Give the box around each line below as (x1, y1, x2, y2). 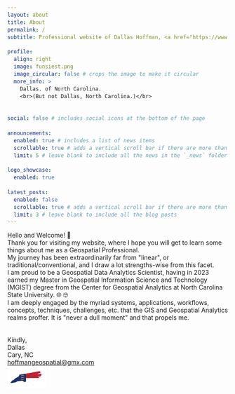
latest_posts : (7, 189, 49, 196)
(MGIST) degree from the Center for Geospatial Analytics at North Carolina (7, 283, 223, 292)
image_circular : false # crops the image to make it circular (13, 70, 199, 77)
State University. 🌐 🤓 (7, 291, 69, 299)
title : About (7, 18, 46, 26)
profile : (7, 48, 33, 55)
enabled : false (13, 196, 58, 203)
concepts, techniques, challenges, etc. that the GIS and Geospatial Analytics (7, 306, 228, 315)
